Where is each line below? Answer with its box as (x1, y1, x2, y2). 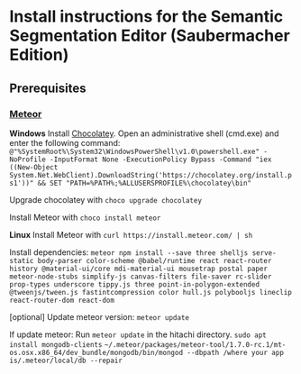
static (9, 256, 34, 265)
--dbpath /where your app (186, 348, 284, 357)
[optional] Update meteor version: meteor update (9, 311, 189, 322)
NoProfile (9, 155, 47, 164)
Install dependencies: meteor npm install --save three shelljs (9, 246, 249, 258)
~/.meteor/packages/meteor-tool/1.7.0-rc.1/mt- (104, 340, 287, 349)
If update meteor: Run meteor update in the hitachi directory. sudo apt (9, 329, 268, 340)
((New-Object (9, 162, 59, 172)
